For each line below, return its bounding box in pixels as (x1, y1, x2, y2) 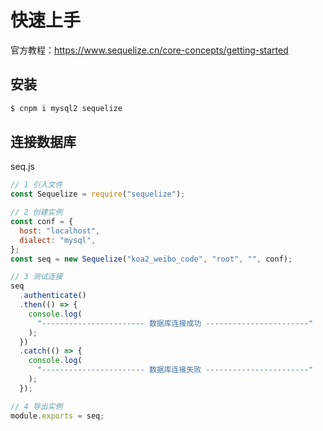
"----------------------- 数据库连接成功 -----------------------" (36, 318, 314, 328)
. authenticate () (19, 291, 87, 301)
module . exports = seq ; (10, 411, 105, 421)
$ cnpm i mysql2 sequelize (10, 103, 123, 113)
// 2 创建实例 (10, 207, 63, 218)
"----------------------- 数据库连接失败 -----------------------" (36, 365, 314, 375)
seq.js (10, 161, 35, 173)
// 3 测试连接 (10, 272, 63, 282)
